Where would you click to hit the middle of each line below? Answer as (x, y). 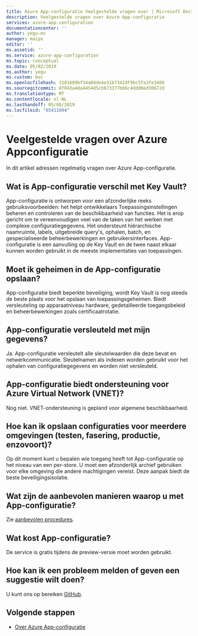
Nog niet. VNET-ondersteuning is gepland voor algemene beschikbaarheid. (97, 408)
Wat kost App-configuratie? (58, 538)
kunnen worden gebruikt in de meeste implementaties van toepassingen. (95, 251)
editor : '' (19, 45)
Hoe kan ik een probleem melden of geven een (93, 571)
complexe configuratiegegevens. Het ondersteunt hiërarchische (84, 226)
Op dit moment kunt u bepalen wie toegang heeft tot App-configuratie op (95, 459)
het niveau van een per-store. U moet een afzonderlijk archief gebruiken (94, 465)
